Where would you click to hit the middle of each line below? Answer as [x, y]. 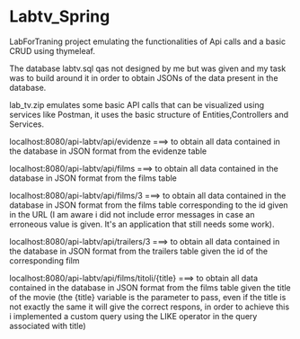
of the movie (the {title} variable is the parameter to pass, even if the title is [148, 297]
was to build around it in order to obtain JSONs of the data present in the [144, 77]
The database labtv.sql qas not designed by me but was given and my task [148, 68]
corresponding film [44, 260]
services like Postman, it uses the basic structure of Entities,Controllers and [149, 114]
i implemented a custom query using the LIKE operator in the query [133, 316]
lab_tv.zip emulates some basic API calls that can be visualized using [137, 104]
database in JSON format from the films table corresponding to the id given [149, 205]
